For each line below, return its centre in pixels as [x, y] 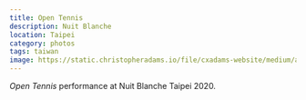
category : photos [42, 43]
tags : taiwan [34, 52]
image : [22, 60]
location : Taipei [42, 35]
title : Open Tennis [46, 18]
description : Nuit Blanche [61, 26]
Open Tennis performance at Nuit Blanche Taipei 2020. [113, 86]
